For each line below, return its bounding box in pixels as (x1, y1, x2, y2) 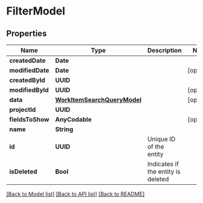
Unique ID (147, 135, 176, 143)
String (55, 125, 74, 134)
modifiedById (9, 86, 50, 94)
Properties (6, 28, 47, 39)
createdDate (9, 56, 46, 65)
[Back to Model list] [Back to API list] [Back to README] (6, 190, 145, 198)
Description (147, 47, 182, 54)
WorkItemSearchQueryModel (55, 95, 142, 104)
